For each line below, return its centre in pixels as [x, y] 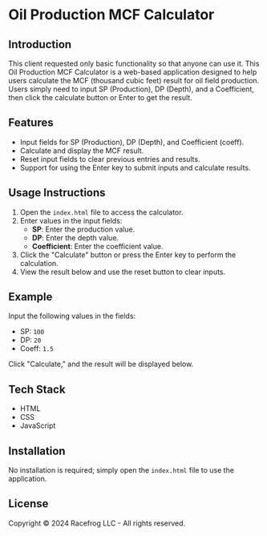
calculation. [39, 263]
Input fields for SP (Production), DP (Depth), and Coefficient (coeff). [132, 142]
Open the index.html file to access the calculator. [101, 212]
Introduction [40, 44]
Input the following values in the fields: [72, 316]
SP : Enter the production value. [83, 229]
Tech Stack [37, 389]
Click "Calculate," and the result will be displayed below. [101, 364]
